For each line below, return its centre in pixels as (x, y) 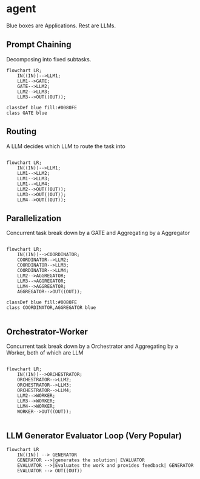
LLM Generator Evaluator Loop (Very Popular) (94, 436)
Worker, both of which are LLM (45, 353)
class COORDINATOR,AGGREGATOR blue (51, 308)
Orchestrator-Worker (47, 332)
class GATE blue (27, 113)
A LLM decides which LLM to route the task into (66, 146)
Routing (22, 131)
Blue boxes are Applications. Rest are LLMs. (61, 25)
